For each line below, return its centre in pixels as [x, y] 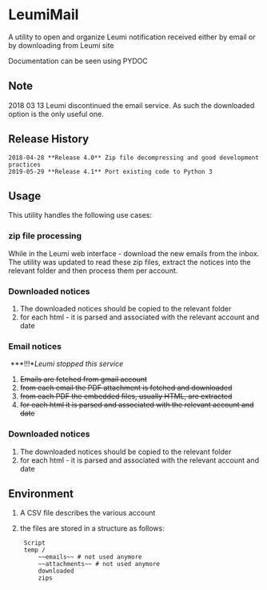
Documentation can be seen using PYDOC [78, 61]
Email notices [35, 346]
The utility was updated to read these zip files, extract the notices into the [130, 262]
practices [25, 165]
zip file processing [45, 236]
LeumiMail [44, 15]
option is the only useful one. [56, 114]
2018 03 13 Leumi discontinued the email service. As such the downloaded [132, 105]
